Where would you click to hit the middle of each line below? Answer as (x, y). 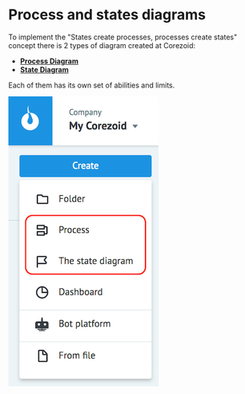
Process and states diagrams (107, 15)
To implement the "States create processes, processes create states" (123, 37)
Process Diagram (49, 61)
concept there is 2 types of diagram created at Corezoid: (102, 45)
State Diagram (44, 69)
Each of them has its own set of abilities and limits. (92, 85)
